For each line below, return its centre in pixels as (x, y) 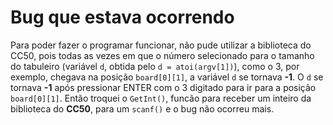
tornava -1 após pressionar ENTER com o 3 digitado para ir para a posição (163, 87)
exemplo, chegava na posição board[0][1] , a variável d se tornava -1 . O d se (167, 77)
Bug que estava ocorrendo (122, 17)
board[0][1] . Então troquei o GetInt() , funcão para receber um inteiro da (161, 98)
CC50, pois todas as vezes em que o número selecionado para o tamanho (162, 55)
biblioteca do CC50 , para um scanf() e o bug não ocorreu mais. (142, 108)
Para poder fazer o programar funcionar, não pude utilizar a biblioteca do (161, 45)
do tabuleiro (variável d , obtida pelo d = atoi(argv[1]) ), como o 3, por (155, 66)
